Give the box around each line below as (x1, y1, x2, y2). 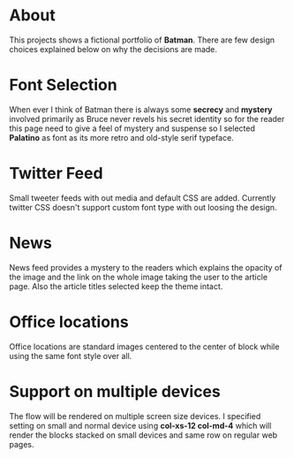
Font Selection (9, 75, 117, 95)
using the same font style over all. (9, 350, 132, 361)
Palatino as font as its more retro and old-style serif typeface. (9, 132, 234, 142)
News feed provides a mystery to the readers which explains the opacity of (9, 262, 283, 272)
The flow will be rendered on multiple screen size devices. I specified (9, 410, 261, 421)
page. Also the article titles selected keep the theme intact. (9, 280, 223, 292)
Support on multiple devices (9, 381, 221, 401)
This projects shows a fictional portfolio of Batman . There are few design (9, 34, 275, 45)
